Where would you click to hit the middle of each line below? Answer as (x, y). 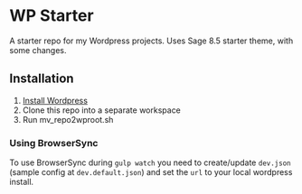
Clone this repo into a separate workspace (101, 110)
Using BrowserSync (54, 143)
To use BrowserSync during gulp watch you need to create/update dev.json (150, 162)
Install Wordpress (55, 100)
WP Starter (52, 16)
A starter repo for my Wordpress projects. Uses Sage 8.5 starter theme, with (151, 41)
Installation (42, 79)
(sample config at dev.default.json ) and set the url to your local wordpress (151, 172)
